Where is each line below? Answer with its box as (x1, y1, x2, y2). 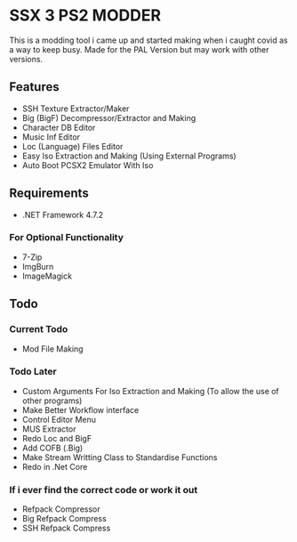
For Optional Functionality (9, 231, 124, 244)
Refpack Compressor (21, 504, 100, 514)
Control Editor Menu (21, 414, 96, 425)
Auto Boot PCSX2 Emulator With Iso (21, 159, 154, 170)
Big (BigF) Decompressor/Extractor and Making (21, 112, 197, 123)
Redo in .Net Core (21, 461, 88, 472)
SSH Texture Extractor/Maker (21, 103, 130, 114)
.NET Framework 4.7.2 (21, 209, 104, 220)
